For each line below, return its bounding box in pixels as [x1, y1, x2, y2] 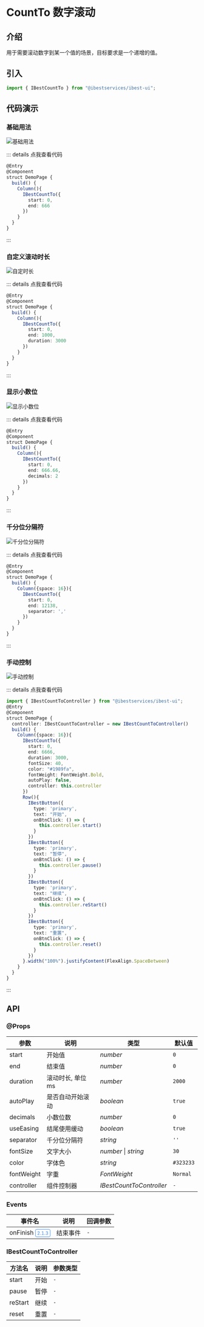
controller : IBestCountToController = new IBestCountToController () [12, 721, 189, 727]
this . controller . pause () [38, 862, 102, 868]
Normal [172, 1170, 192, 1177]
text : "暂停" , [33, 851, 67, 857]
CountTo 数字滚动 [6, 5, 96, 19]
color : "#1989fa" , [28, 766, 75, 772]
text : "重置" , [33, 930, 67, 937]
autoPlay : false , [28, 777, 72, 783]
